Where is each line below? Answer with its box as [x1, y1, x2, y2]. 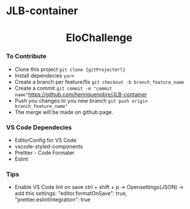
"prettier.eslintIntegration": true [14, 196, 91, 203]
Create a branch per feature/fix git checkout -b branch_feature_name [14, 78, 185, 85]
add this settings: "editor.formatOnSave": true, [14, 190, 127, 197]
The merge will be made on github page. [14, 108, 113, 116]
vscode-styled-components [14, 143, 83, 150]
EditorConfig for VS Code [14, 136, 77, 143]
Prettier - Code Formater [14, 149, 75, 156]
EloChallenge [65, 31, 133, 45]
